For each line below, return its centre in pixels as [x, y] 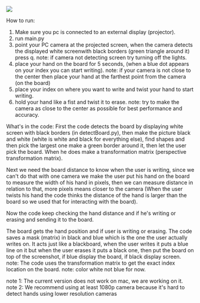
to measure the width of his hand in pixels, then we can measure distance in [100, 182]
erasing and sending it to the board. [50, 219]
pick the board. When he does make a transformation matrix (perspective [96, 152]
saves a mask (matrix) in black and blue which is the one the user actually [97, 237]
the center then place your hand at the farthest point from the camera [100, 77]
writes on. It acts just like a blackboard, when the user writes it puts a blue [97, 244]
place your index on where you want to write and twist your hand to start [104, 89]
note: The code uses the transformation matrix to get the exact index [91, 263]
